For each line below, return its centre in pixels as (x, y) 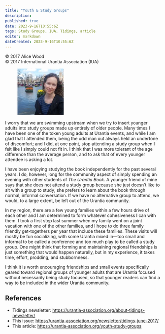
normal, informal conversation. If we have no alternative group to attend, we (82, 195)
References (23, 298)
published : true (22, 21)
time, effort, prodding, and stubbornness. (47, 257)
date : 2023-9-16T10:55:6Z (32, 26)
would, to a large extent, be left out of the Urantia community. (67, 201)
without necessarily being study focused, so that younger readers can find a (82, 277)
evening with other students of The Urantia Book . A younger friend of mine (81, 179)
